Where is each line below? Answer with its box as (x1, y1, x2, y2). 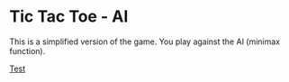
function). (9, 45, 46, 56)
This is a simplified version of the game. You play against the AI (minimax (9, 36, 281, 47)
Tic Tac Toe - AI (9, 6, 129, 27)
